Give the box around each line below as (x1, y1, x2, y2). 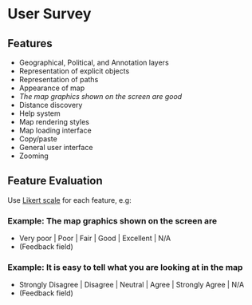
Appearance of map (18, 83, 85, 93)
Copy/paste (18, 134, 57, 144)
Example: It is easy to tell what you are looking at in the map (7, 262, 243, 273)
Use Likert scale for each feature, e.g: (7, 195, 132, 204)
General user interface (18, 143, 93, 152)
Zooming (18, 151, 49, 160)
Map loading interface (18, 125, 93, 135)
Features (7, 37, 53, 50)
